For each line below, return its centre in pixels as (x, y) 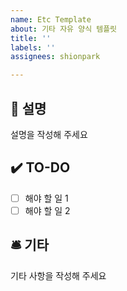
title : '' (31, 38)
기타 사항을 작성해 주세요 (58, 275)
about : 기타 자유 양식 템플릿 (64, 29)
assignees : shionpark (55, 57)
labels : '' (33, 47)
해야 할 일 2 (47, 210)
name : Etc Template (51, 19)
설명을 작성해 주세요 (49, 134)
